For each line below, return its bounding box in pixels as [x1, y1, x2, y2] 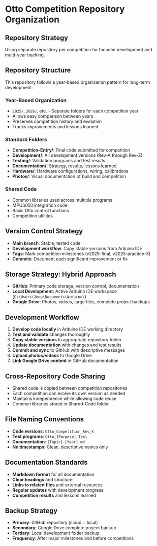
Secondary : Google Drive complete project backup [12, 525, 117, 531]
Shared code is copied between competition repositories [12, 385, 127, 391]
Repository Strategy [5, 34, 68, 42]
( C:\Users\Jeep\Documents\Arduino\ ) [12, 293, 87, 299]
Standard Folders [5, 136, 48, 143]
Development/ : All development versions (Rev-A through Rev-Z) [12, 152, 143, 158]
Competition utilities [12, 213, 53, 218]
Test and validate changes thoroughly [12, 331, 90, 337]
